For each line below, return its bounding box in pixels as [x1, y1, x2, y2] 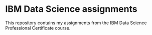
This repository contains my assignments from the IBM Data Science [5, 20, 147, 26]
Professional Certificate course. [5, 25, 71, 31]
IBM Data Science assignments [5, 3, 137, 15]
